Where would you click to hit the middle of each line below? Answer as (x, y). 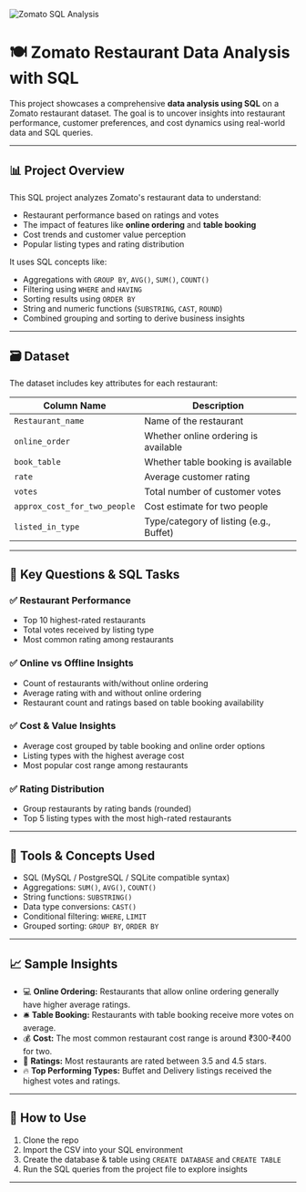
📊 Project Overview (67, 171)
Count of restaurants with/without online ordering (115, 683)
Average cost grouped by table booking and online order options (144, 745)
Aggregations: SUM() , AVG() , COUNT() (89, 887)
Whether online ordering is (201, 436)
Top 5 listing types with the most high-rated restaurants (127, 818)
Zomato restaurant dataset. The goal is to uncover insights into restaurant (148, 113)
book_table (37, 462)
